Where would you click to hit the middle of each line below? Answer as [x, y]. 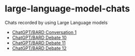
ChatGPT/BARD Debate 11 [39, 42]
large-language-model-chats [67, 9]
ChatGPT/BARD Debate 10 [39, 37]
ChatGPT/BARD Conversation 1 [44, 32]
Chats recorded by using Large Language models [56, 22]
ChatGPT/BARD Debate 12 [39, 48]
